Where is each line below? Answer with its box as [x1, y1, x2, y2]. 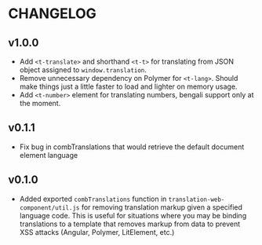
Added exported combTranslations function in [19, 194, 167, 203]
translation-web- [168, 196, 225, 203]
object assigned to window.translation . [19, 65, 147, 75]
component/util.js [19, 203, 80, 212]
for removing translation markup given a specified [81, 202, 243, 212]
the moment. [19, 99, 61, 108]
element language [19, 150, 78, 159]
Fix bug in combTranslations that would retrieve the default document [19, 142, 245, 152]
